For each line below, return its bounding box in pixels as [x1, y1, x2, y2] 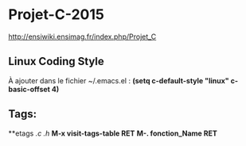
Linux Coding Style [8, 55, 105, 68]
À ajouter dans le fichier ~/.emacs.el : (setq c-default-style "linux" [8, 75, 229, 85]
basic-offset [8, 84, 50, 94]
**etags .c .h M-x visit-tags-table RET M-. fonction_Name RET [8, 129, 217, 138]
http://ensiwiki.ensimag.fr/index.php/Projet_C [8, 32, 157, 41]
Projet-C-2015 [8, 6, 105, 24]
